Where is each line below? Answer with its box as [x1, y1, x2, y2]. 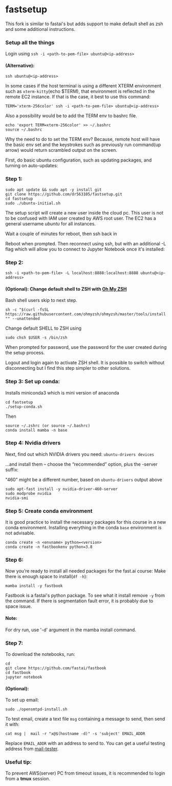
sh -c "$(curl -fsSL [5, 307, 50, 312]
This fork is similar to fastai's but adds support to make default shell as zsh [5, 21, 163, 27]
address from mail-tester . [5, 746, 59, 752]
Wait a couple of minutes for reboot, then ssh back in [5, 230, 117, 237]
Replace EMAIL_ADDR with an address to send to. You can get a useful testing [5, 740, 165, 746]
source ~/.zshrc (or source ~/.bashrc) [5, 423, 91, 428]
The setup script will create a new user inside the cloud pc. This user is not [5, 209, 164, 216]
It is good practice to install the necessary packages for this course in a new [5, 519, 166, 525]
